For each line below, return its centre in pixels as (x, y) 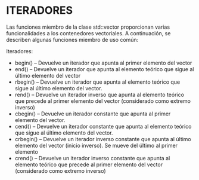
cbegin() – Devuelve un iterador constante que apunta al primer (93, 114)
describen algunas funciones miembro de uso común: (72, 39)
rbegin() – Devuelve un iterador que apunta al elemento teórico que (97, 82)
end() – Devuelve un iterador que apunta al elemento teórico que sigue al (104, 69)
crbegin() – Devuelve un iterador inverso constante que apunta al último (103, 139)
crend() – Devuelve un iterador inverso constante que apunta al (92, 158)
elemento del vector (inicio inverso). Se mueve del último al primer (96, 145)
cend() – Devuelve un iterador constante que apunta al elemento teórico (103, 126)
